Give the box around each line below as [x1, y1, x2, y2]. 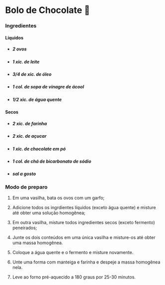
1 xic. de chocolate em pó [12, 146, 66, 152]
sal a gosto [12, 171, 36, 177]
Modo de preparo [5, 183, 48, 190]
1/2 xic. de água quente [12, 96, 62, 102]
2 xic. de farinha [12, 120, 47, 126]
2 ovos [12, 46, 27, 52]
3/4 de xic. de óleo [12, 71, 52, 77]
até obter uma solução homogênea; [12, 210, 85, 216]
